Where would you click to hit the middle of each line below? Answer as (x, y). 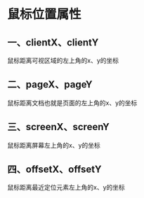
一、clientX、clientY (53, 42)
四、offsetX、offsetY (54, 170)
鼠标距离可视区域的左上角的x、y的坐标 (63, 61)
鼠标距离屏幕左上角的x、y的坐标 (54, 145)
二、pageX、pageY (50, 85)
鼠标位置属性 (45, 14)
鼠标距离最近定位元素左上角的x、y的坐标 (66, 188)
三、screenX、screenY (59, 127)
